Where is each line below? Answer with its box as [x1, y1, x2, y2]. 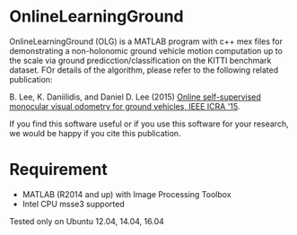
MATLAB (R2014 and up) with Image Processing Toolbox [22, 188, 231, 199]
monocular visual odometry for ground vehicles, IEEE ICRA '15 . [9, 100, 240, 111]
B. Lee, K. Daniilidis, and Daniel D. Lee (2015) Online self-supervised [9, 91, 262, 102]
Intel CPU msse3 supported [22, 198, 125, 209]
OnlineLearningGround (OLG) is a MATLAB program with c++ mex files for [9, 36, 283, 47]
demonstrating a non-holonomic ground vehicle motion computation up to [9, 45, 283, 56]
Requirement [9, 160, 108, 180]
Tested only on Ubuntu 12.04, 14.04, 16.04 [9, 215, 164, 226]
